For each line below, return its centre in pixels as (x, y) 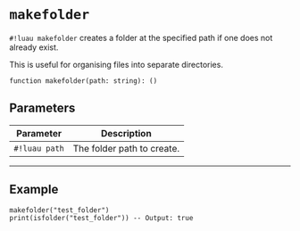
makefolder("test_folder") (59, 210)
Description (126, 133)
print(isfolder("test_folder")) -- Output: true (101, 218)
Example (34, 190)
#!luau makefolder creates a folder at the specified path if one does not (141, 37)
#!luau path (39, 148)
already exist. (34, 47)
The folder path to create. (126, 148)
